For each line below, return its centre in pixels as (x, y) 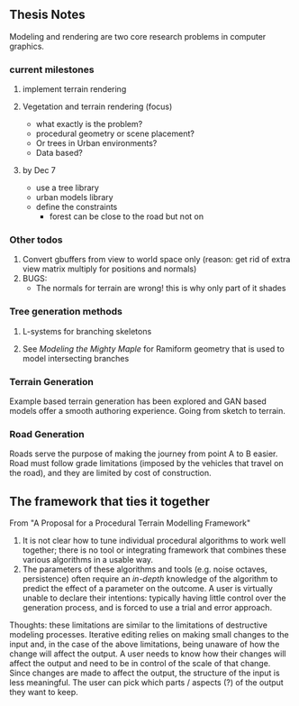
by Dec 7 (39, 170)
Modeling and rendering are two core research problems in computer (138, 36)
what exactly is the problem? (89, 124)
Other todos (36, 240)
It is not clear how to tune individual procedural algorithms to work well (154, 541)
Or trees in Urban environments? (96, 143)
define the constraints (77, 207)
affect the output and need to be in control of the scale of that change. (140, 664)
